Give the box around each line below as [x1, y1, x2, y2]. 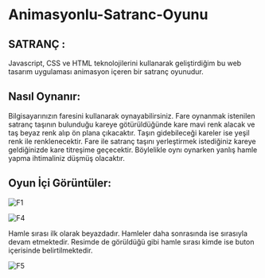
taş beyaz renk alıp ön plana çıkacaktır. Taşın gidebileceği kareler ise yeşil [8, 127, 250, 137]
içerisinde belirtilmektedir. [8, 245, 93, 255]
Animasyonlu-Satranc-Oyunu [8, 6, 208, 24]
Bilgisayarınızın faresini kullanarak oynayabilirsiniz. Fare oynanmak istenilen [8, 111, 255, 120]
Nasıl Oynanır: [8, 90, 81, 104]
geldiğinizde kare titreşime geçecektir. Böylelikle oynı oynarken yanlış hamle [8, 145, 258, 155]
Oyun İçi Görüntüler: [8, 177, 111, 190]
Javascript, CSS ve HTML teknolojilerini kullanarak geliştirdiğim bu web [8, 58, 242, 68]
